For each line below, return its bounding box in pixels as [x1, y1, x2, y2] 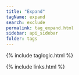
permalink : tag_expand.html [6, 25, 74, 31]
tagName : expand [6, 14, 45, 20]
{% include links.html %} [6, 63, 65, 70]
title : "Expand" [6, 8, 45, 15]
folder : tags [6, 36, 38, 42]
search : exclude [6, 19, 45, 25]
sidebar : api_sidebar [6, 30, 59, 36]
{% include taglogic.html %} [6, 52, 74, 59]
